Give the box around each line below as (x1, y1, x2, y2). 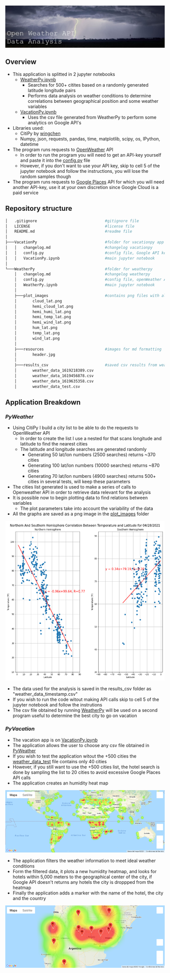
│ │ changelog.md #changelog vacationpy (5, 245, 153, 250)
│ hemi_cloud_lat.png (14, 304, 73, 309)
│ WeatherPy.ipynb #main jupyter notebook (14, 282, 155, 288)
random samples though (20, 173, 71, 179)
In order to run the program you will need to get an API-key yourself (20, 152, 161, 158)
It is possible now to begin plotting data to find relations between (12, 495, 148, 501)
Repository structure (5, 204, 72, 213)
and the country (12, 895, 47, 901)
